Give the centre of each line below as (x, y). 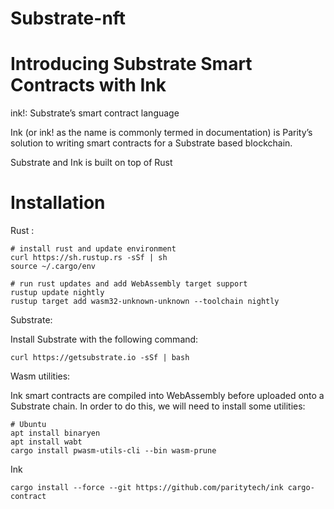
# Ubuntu (28, 425)
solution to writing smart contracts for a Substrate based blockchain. (151, 143)
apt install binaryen (55, 433)
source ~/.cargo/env (53, 267)
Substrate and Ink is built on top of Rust (91, 163)
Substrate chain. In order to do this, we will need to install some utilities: (158, 406)
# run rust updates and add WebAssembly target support (129, 284)
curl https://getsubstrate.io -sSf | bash (100, 358)
